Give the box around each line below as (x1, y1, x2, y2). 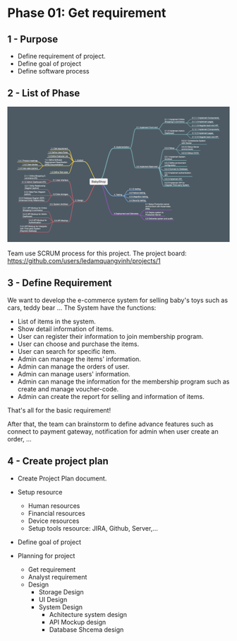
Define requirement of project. (17, 52, 106, 60)
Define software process (17, 67, 90, 75)
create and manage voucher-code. (17, 384, 119, 393)
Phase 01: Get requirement (7, 5, 166, 21)
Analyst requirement (28, 572, 87, 581)
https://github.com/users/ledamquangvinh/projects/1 (7, 256, 161, 265)
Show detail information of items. (17, 324, 114, 333)
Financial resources (28, 509, 86, 517)
